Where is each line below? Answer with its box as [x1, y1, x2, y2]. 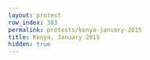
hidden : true [8, 41, 51, 48]
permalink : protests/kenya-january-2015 [8, 26, 143, 34]
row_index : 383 [8, 19, 58, 26]
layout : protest [8, 11, 61, 19]
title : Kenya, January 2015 [8, 33, 101, 41]
